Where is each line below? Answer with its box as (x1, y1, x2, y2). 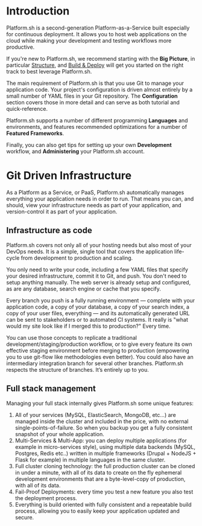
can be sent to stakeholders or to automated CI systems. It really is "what (6, 316, 188, 323)
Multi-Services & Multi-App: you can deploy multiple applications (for (14, 437, 187, 444)
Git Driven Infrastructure (6, 169, 131, 183)
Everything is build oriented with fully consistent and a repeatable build (14, 501, 192, 508)
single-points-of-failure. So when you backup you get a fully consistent (14, 424, 193, 431)
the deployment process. (14, 494, 77, 501)
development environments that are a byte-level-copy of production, (14, 475, 186, 483)
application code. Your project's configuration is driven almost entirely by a (6, 86, 193, 93)
